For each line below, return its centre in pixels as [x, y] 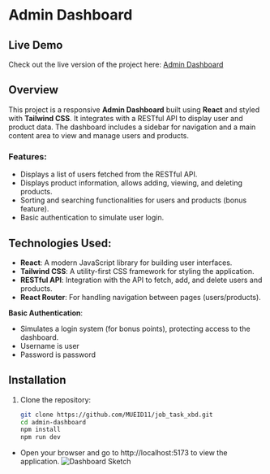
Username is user [49, 346]
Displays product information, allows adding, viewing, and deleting [131, 183]
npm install [40, 430]
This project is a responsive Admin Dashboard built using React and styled [134, 109]
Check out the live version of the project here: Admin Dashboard [116, 64]
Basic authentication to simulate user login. [92, 218]
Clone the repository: [56, 399]
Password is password [58, 354]
